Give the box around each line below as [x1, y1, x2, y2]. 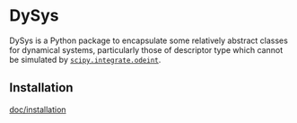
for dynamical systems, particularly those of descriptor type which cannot [9, 44, 284, 55]
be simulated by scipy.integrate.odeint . [9, 54, 162, 65]
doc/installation [9, 104, 66, 115]
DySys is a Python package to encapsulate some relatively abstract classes [9, 35, 289, 46]
